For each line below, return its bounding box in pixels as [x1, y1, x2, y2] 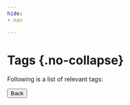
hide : [7, 10, 23, 17]
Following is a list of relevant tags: [7, 75, 103, 84]
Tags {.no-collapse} [7, 52, 124, 68]
